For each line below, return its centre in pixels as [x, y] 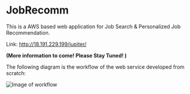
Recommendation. [28, 32]
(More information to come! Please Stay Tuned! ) [67, 55]
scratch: [16, 73]
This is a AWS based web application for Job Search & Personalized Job [93, 26]
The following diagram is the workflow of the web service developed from [95, 67]
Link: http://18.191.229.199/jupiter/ [46, 44]
